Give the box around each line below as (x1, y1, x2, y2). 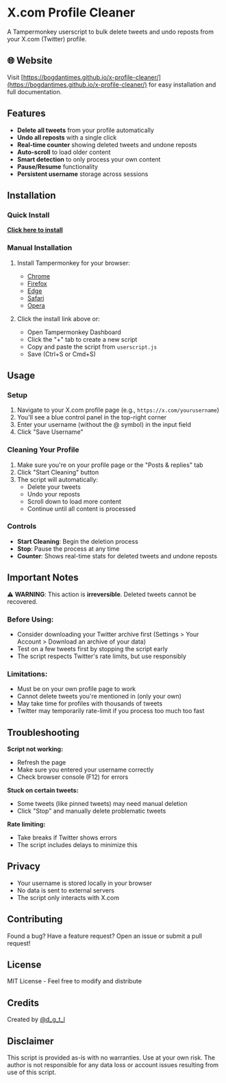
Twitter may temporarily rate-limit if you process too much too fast (16, 707, 205, 715)
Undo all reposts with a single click (16, 133, 117, 142)
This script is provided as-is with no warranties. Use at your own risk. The (7, 1053, 216, 1062)
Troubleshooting (7, 727, 80, 739)
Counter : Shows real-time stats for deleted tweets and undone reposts (16, 551, 218, 560)
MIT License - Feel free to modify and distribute (7, 977, 142, 985)
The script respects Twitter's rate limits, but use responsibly (16, 652, 187, 660)
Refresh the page (16, 758, 66, 767)
